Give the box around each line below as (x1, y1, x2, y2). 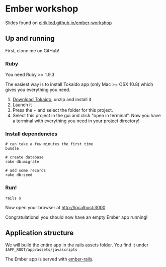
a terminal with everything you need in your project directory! (12, 118, 140, 124)
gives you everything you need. (5, 86, 70, 93)
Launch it (12, 102, 32, 108)
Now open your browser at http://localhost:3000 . (5, 204, 107, 210)
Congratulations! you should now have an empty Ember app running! (5, 214, 148, 220)
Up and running (5, 34, 55, 43)
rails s (5, 196, 22, 201)
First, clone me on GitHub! (5, 47, 59, 53)
